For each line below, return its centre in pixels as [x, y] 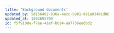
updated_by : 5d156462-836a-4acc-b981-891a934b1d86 [57, 14]
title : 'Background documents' [37, 9]
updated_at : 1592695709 [29, 18]
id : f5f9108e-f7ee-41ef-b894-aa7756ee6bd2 [49, 23]
